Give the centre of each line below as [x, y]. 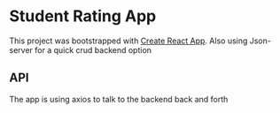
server [21, 49]
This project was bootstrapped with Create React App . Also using [128, 41]
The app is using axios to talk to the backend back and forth [119, 99]
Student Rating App [83, 16]
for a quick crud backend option [93, 49]
